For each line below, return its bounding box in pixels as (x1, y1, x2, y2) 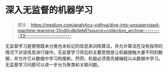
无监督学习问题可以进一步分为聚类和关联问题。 (5, 62, 101, 68)
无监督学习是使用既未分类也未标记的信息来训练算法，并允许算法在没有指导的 (5, 43, 163, 49)
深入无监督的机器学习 (5, 4, 93, 16)
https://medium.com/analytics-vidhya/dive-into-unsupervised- (30, 22, 160, 28)
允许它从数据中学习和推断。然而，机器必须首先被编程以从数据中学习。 (18, 55, 163, 61)
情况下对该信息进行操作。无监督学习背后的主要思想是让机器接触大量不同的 (5, 49, 158, 55)
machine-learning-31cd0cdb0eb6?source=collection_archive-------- (17, 27, 160, 33)
